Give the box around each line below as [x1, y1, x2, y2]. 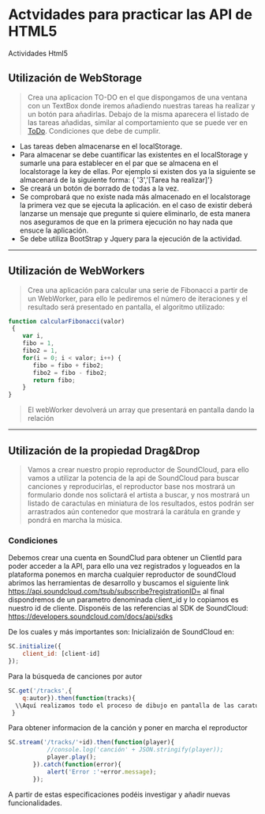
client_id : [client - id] [22, 650, 101, 658]
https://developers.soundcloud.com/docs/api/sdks [8, 611, 174, 622]
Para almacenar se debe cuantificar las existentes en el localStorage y [19, 150, 248, 159]
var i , [22, 332, 44, 340]
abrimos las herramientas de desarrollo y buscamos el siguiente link [8, 578, 230, 588]
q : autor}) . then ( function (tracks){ [22, 694, 136, 702]
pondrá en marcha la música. [27, 516, 122, 524]
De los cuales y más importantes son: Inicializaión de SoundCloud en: [8, 627, 234, 637]
